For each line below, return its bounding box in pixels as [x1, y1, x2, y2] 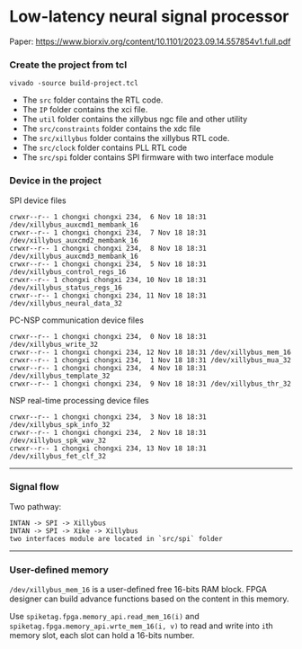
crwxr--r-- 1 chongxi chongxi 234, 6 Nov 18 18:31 [9, 212, 207, 221]
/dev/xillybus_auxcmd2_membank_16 [9, 236, 139, 244]
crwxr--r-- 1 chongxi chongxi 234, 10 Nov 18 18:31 [9, 275, 207, 284]
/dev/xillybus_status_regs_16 [9, 283, 123, 292]
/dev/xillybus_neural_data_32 [9, 298, 123, 307]
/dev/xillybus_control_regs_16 [9, 267, 127, 276]
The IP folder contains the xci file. [22, 104, 148, 115]
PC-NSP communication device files [9, 315, 144, 325]
